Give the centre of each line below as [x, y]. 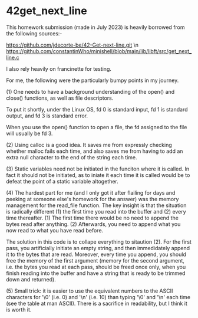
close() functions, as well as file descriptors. [60, 98]
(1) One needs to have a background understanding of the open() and [90, 91]
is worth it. [19, 309]
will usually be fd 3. [29, 133]
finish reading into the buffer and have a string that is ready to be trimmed [96, 273]
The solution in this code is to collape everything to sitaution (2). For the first [99, 242]
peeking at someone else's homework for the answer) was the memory [93, 199]
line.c [13, 57]
